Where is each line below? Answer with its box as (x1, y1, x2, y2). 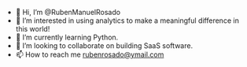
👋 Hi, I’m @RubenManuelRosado (15, 8, 120, 17)
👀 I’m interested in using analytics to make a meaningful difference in (15, 16, 240, 25)
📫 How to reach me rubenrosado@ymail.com (15, 50, 164, 59)
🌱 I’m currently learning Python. (15, 32, 119, 42)
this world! (15, 24, 50, 33)
